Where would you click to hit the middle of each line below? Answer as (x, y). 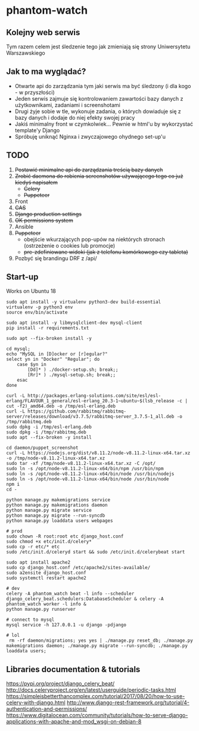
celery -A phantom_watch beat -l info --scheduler (70, 594)
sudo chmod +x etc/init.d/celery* (49, 542)
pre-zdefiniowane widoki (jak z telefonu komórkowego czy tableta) (106, 252)
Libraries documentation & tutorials (73, 669)
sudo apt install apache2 (38, 563)
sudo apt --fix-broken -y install (49, 438)
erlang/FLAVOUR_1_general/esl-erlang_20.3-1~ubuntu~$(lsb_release (90, 401)
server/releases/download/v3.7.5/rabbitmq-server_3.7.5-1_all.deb (90, 417)
